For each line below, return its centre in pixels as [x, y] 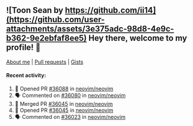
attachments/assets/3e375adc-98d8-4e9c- [90, 29]
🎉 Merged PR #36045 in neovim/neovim [64, 104]
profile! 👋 [23, 48]
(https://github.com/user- [56, 20]
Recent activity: [26, 75]
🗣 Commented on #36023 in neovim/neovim [70, 117]
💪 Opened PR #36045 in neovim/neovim [64, 111]
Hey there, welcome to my [137, 38]
